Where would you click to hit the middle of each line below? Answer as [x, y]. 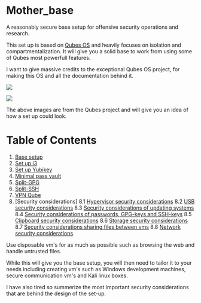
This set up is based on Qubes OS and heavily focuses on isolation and [94, 45]
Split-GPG [27, 182]
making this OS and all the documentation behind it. [70, 75]
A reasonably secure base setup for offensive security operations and [92, 27]
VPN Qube [28, 195]
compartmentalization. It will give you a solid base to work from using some [99, 51]
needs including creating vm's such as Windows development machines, [96, 269]
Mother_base [40, 10]
